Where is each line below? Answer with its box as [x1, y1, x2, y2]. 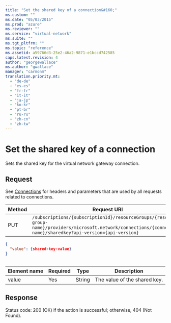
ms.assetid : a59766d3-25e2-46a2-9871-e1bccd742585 [5, 50, 115, 55]
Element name [8, 267, 44, 275]
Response [5, 293, 38, 302]
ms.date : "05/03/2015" [5, 17, 53, 22]
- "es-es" [10, 83, 31, 88]
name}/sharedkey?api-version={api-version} [32, 230, 139, 236]
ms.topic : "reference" [5, 45, 53, 51]
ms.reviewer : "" [5, 27, 40, 32]
